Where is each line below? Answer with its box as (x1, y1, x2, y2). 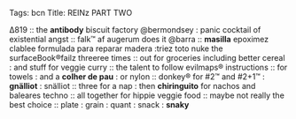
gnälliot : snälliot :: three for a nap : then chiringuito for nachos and (9, 81, 256, 91)
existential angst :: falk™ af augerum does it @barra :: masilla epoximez (9, 34, 269, 44)
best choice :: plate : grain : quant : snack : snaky (9, 100, 190, 109)
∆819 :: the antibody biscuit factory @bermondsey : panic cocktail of (9, 25, 261, 34)
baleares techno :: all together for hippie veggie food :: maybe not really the (9, 90, 285, 100)
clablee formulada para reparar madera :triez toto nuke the (9, 43, 223, 54)
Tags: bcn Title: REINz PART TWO (9, 8, 133, 18)
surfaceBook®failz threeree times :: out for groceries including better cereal (9, 53, 285, 63)
